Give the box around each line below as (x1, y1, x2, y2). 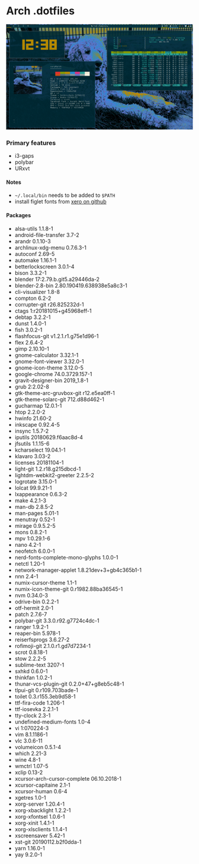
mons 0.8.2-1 (14, 528, 47, 536)
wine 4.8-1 (14, 756, 41, 763)
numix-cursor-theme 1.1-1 (14, 579, 77, 586)
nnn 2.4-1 (14, 572, 38, 580)
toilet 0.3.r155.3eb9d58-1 (14, 693, 76, 700)
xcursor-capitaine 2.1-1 (14, 781, 71, 788)
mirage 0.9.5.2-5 (14, 522, 56, 529)
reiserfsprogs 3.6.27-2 (14, 636, 70, 643)
